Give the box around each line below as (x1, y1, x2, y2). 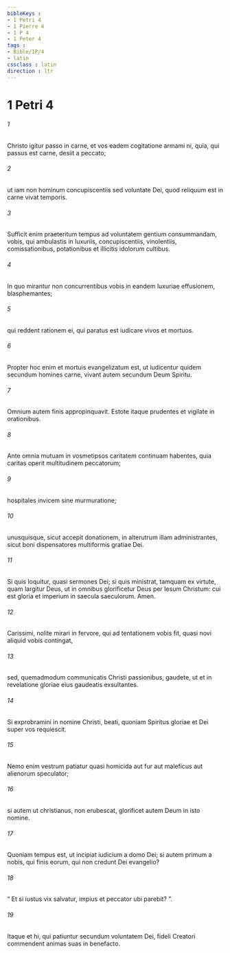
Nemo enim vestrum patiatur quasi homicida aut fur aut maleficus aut (7, 762, 203, 770)
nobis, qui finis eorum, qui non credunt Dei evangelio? (7, 858, 160, 866)
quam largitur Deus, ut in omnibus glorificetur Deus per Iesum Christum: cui (7, 585, 221, 593)
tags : (7, 42, 26, 49)
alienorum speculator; (7, 769, 69, 777)
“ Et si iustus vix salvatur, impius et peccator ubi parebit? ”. (7, 895, 173, 904)
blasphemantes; (7, 289, 53, 298)
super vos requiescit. (7, 725, 67, 733)
